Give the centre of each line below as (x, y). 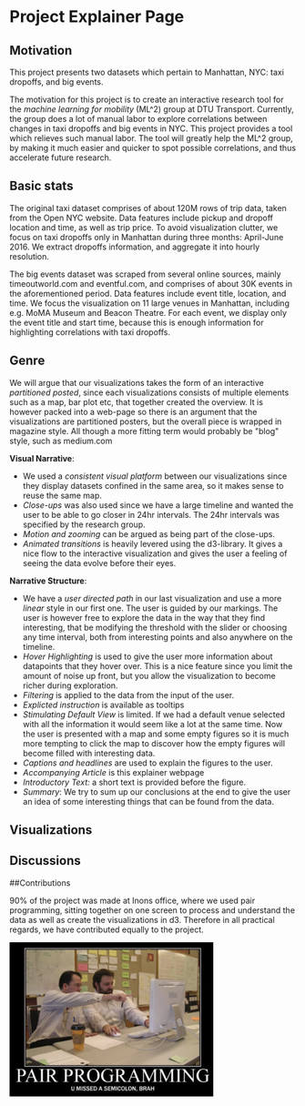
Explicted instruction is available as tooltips (103, 705)
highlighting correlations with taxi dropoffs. (90, 332)
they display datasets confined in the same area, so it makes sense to (153, 485)
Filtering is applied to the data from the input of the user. (128, 695)
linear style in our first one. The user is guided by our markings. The (150, 608)
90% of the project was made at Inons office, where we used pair (132, 900)
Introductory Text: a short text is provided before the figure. (134, 782)
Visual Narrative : (42, 458)
